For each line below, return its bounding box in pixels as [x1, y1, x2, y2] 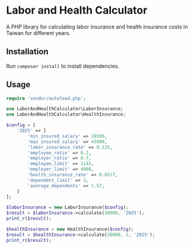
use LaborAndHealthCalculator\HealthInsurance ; [6, 111, 126, 117]
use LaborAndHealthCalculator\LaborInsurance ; [6, 106, 123, 112]
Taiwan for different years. [6, 29, 71, 36]
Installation [6, 47, 49, 57]
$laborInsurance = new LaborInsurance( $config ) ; [6, 205, 129, 210]
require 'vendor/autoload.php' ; [6, 95, 86, 101]
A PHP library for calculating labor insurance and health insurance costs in [6, 23, 188, 30]
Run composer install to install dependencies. [6, 62, 120, 69]
